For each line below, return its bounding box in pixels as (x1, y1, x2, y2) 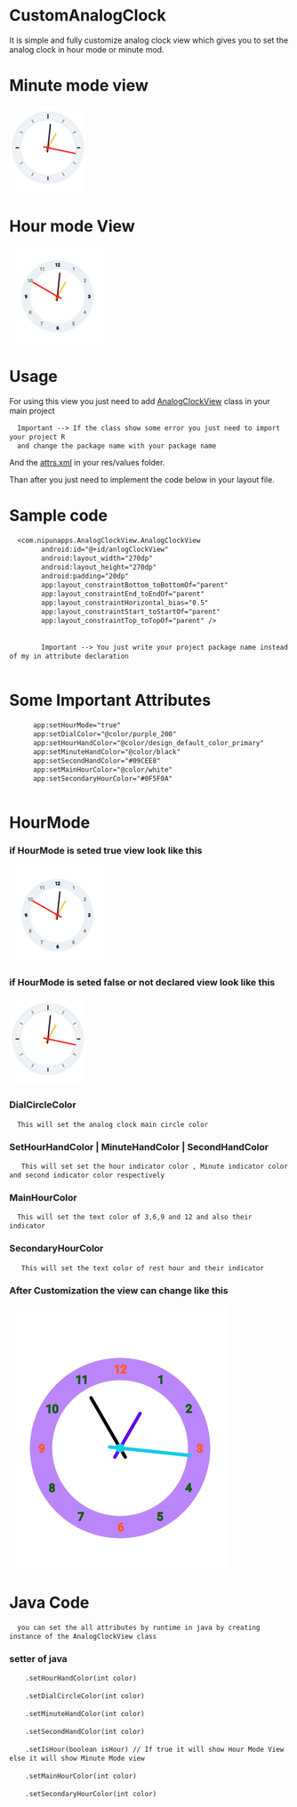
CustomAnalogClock (9, 5, 166, 26)
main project (9, 405, 55, 416)
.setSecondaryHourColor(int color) (25, 1790, 157, 1799)
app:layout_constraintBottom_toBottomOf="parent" (41, 580, 229, 589)
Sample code (9, 505, 108, 525)
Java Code (9, 1592, 90, 1613)
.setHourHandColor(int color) (25, 1674, 138, 1683)
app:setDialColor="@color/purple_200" (32, 729, 177, 739)
